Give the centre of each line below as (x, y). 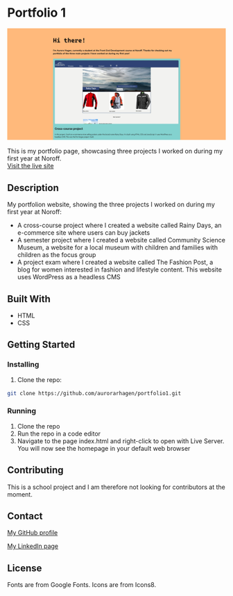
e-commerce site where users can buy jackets (84, 233)
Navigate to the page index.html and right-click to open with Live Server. (121, 441)
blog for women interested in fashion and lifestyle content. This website (119, 270)
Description (33, 188)
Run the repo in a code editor (59, 433)
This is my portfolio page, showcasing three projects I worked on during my (115, 151)
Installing (23, 365)
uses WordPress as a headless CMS (69, 277)
